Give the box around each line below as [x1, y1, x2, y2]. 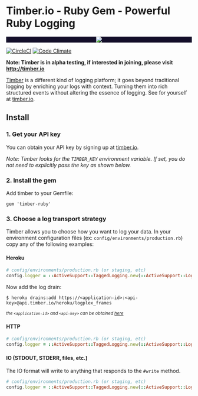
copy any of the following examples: [6, 241, 94, 248]
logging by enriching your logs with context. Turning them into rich [6, 83, 168, 90]
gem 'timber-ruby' [6, 201, 51, 207]
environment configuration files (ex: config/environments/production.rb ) [6, 235, 183, 242]
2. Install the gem [6, 176, 57, 184]
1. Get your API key [6, 130, 61, 138]
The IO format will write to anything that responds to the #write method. [6, 368, 181, 375]
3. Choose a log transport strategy [6, 215, 107, 223]
